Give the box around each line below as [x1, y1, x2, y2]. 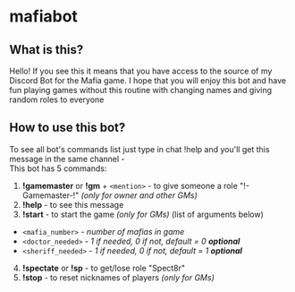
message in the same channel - [9, 153, 125, 164]
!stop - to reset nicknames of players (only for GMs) [21, 271, 215, 283]
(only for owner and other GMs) [80, 190, 198, 201]
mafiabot [9, 6, 79, 27]
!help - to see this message [21, 199, 124, 210]
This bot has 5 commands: [9, 163, 107, 174]
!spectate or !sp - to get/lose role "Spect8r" [21, 262, 186, 273]
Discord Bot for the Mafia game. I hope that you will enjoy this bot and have [9, 75, 287, 86]
